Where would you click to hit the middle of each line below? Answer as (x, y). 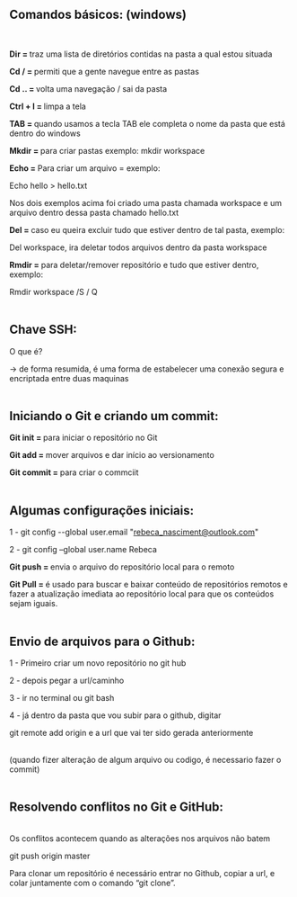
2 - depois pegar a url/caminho (67, 681)
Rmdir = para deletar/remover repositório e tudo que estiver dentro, (134, 265)
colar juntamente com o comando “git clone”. (92, 883)
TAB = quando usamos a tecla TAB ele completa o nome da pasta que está (147, 123)
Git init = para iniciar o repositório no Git (83, 438)
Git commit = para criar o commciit (74, 472)
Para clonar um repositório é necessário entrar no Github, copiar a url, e (142, 873)
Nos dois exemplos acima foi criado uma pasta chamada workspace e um (146, 202)
